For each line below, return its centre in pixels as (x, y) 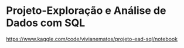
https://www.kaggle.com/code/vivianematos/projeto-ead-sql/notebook (92, 39)
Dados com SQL (46, 23)
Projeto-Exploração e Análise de (86, 11)
